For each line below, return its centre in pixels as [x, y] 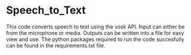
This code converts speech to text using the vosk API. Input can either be [96, 27]
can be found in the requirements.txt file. [56, 46]
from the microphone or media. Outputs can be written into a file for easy [95, 33]
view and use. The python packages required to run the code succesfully [95, 39]
